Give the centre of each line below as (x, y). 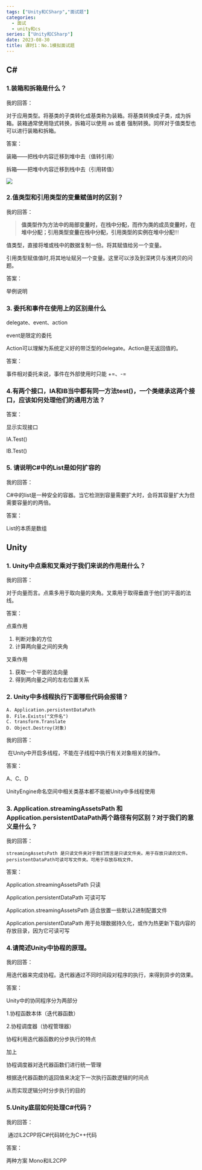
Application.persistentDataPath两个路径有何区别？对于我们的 (97, 817)
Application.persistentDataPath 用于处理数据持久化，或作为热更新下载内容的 (101, 923)
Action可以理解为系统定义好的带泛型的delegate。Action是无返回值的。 (94, 349)
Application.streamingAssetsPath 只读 (53, 885)
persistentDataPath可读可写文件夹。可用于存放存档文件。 (71, 860)
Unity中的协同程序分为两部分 (42, 1001)
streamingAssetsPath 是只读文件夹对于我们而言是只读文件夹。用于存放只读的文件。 (99, 853)
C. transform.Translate (36, 722)
